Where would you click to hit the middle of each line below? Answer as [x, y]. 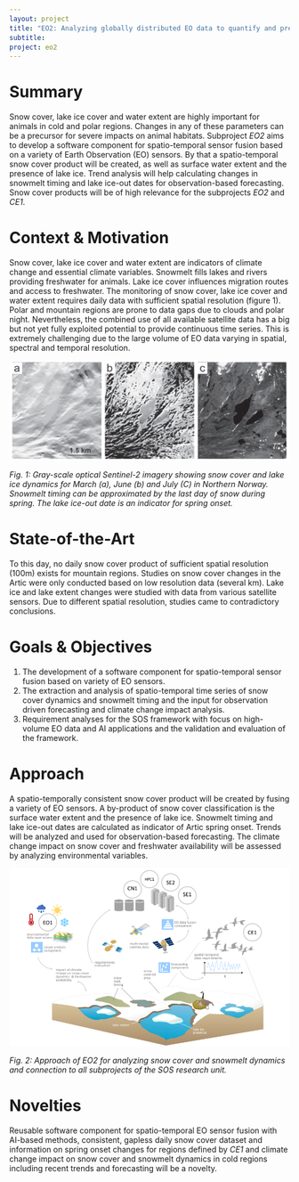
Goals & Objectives [81, 647]
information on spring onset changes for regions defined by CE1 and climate [149, 1150]
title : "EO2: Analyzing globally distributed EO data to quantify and [143, 28]
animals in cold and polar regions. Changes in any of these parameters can [147, 126]
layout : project [39, 19]
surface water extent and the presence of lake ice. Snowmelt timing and [141, 817]
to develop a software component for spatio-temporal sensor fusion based [146, 145]
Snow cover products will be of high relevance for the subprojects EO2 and [147, 192]
